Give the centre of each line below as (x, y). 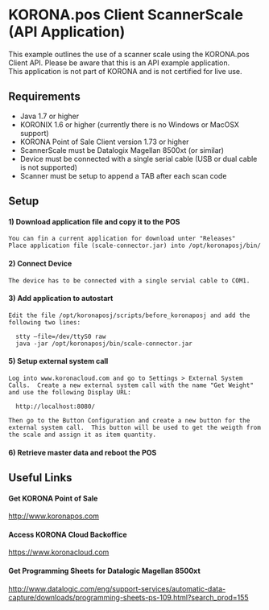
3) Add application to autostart (61, 299)
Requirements (44, 97)
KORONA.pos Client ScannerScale (126, 15)
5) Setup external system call (58, 361)
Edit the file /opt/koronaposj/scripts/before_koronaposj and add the (129, 315)
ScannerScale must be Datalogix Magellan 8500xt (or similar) (122, 150)
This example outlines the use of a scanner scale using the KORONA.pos (129, 54)
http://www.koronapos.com (54, 516)
